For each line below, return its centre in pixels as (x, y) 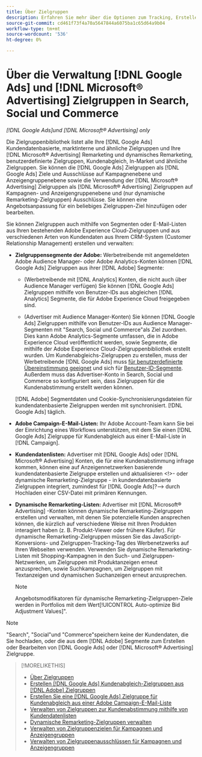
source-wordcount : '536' (37, 34)
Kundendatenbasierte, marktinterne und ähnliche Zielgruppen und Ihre (93, 148)
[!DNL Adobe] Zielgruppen (63, 690)
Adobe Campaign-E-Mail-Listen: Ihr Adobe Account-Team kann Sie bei (104, 423)
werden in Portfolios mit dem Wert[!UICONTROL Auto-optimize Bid (97, 604)
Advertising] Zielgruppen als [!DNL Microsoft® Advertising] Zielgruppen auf (100, 186)
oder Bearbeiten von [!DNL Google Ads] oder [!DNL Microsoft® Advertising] (100, 647)
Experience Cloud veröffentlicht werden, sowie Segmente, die (100, 342)
